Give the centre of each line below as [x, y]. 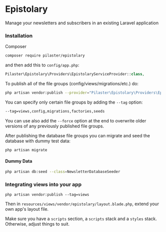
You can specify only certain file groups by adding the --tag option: [74, 102]
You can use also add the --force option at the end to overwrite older [76, 120]
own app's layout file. [27, 209]
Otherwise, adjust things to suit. [38, 224]
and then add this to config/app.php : [42, 65]
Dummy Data [19, 161]
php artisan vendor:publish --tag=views [47, 194]
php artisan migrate [26, 150]
